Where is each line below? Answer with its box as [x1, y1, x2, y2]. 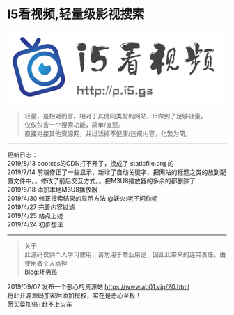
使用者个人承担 [24, 259, 68, 268]
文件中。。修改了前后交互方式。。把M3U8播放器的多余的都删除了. [13, 177, 198, 185]
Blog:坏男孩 [24, 268, 58, 276]
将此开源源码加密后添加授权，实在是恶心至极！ [7, 291, 141, 300]
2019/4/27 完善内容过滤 [7, 203, 75, 211]
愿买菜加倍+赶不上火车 [7, 300, 73, 309]
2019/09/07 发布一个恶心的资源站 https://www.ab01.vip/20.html [7, 283, 190, 291]
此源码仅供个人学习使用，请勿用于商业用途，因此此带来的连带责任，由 [24, 250, 226, 259]
